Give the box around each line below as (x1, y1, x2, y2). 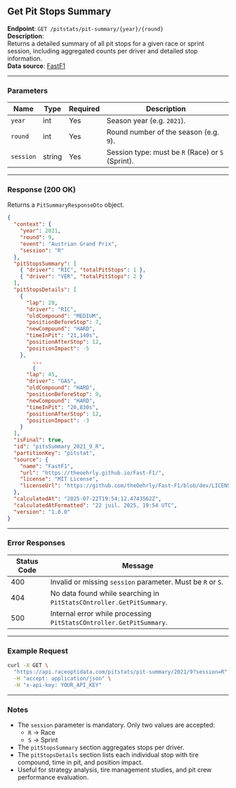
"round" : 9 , (20, 234, 55, 241)
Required (69, 104, 100, 114)
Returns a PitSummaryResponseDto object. (7, 200, 125, 209)
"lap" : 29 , (25, 299, 58, 306)
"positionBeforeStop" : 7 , (25, 319, 102, 326)
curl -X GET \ (7, 662, 49, 669)
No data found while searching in (50, 588, 159, 598)
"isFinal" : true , (13, 437, 65, 444)
